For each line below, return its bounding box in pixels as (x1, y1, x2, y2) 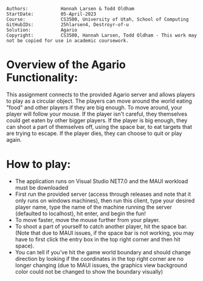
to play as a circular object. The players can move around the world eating (6, 97, 193, 105)
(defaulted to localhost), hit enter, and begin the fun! (15, 210, 146, 217)
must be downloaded (15, 184, 69, 191)
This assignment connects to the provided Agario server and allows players (6, 91, 196, 98)
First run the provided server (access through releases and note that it (15, 190, 191, 198)
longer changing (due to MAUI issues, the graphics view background (15, 262, 187, 269)
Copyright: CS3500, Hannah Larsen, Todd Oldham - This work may (6, 32, 198, 38)
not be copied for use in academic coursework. (6, 38, 129, 44)
